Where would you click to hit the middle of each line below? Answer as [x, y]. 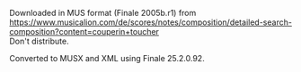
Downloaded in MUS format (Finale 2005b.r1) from [103, 13]
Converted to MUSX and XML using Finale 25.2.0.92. [107, 58]
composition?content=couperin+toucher [84, 32]
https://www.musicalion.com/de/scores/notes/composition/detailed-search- [150, 22]
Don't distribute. [39, 41]
